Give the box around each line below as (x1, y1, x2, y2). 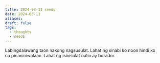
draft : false (5, 20, 32, 26)
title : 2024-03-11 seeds (5, 7, 56, 12)
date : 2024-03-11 (5, 12, 41, 16)
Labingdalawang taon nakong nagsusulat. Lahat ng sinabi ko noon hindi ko (5, 47, 156, 53)
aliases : (5, 16, 23, 21)
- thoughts (9, 30, 32, 34)
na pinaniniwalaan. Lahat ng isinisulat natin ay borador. (5, 52, 115, 58)
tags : (5, 25, 16, 30)
